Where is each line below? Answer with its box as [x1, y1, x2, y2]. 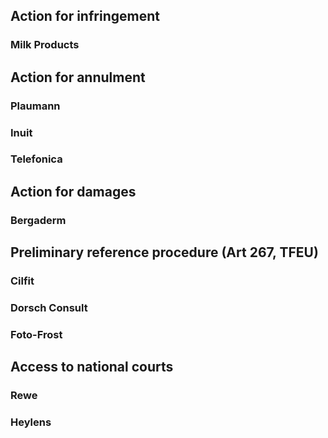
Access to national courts [10, 359, 174, 376]
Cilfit [10, 274, 35, 288]
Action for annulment [10, 69, 146, 86]
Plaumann [10, 99, 61, 113]
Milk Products [10, 38, 80, 52]
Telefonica [10, 152, 63, 166]
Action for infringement [10, 8, 160, 25]
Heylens [10, 415, 52, 429]
